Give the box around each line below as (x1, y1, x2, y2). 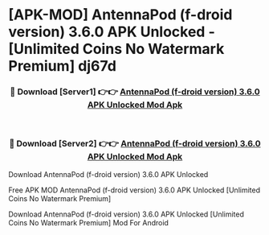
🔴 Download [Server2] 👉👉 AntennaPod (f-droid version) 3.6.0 (9, 138, 261, 150)
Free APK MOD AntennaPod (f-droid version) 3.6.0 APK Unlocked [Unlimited (8, 185, 261, 195)
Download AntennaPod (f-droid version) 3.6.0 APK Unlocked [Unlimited (8, 209, 245, 219)
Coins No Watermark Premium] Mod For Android (8, 217, 169, 227)
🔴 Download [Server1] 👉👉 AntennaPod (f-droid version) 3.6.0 (10, 86, 260, 97)
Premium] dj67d (8, 57, 116, 76)
